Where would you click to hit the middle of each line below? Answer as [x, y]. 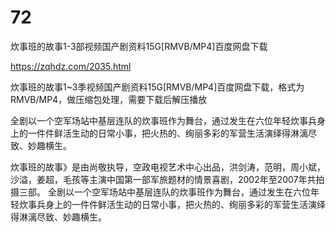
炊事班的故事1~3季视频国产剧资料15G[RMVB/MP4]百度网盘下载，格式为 [157, 87]
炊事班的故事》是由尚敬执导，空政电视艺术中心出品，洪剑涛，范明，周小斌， [168, 167]
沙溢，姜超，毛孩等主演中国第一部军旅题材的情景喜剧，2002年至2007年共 [163, 179]
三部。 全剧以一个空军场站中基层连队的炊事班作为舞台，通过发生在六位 [164, 192]
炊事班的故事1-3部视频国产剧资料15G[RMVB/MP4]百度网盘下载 [139, 46]
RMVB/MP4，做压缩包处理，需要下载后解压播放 [109, 99]
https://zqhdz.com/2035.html [71, 66]
